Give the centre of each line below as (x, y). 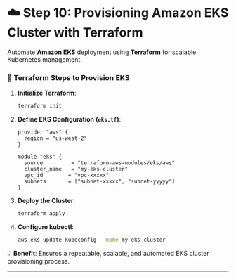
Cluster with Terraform (75, 33)
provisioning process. (39, 261)
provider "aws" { (43, 132)
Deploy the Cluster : (46, 201)
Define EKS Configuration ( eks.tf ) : (69, 119)
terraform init (40, 106)
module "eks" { (40, 157)
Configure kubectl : (45, 227)
